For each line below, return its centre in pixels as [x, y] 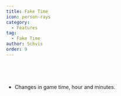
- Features [25, 28]
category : [18, 22]
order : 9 [17, 49]
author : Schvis [25, 44]
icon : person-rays [28, 17]
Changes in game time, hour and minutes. [65, 87]
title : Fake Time [27, 11]
